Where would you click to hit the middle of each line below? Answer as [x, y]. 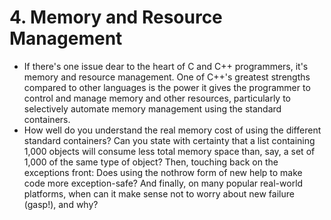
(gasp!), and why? [61, 204]
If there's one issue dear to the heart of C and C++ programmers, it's [166, 66]
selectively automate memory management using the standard [152, 108]
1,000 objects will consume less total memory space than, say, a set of [169, 151]
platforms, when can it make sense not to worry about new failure [159, 193]
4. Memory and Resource [116, 17]
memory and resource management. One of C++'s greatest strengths [167, 77]
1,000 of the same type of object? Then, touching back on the [151, 162]
